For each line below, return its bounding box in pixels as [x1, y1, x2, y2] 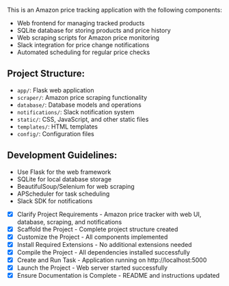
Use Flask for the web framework [16, 168, 111, 176]
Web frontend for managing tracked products [16, 19, 145, 27]
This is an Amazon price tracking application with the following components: [7, 6, 222, 14]
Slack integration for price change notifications [16, 41, 150, 49]
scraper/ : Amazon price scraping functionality [16, 93, 148, 101]
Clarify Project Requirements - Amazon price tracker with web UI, [16, 210, 202, 218]
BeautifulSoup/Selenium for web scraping [16, 182, 135, 190]
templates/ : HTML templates [16, 122, 98, 131]
